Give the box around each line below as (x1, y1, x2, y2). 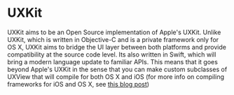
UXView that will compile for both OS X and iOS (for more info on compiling (7, 72, 225, 81)
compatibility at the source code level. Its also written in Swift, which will (7, 50, 216, 59)
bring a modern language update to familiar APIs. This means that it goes (7, 57, 219, 66)
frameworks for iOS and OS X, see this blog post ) (7, 80, 149, 88)
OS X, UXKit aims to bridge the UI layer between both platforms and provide (7, 43, 226, 51)
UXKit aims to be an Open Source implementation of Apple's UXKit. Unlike (7, 28, 221, 36)
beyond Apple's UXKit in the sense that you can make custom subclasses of (7, 65, 228, 73)
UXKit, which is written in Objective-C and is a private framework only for (7, 35, 219, 43)
